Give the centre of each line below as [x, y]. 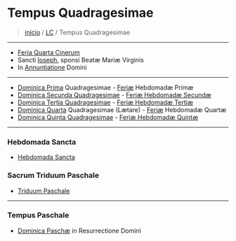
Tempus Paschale [38, 215]
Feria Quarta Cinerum [48, 52]
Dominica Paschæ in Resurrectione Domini [79, 230]
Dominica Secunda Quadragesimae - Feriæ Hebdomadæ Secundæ [114, 95]
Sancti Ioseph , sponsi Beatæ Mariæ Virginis [80, 60]
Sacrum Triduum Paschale [53, 175]
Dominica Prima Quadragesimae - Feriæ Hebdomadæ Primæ [105, 87]
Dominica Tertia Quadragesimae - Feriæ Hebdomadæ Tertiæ [105, 102]
